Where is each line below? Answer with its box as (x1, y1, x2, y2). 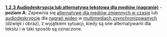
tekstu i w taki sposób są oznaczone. (5, 26, 82, 32)
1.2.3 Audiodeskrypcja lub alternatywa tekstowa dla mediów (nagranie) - (5, 5, 162, 10)
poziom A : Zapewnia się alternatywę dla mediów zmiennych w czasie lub (5, 10, 158, 16)
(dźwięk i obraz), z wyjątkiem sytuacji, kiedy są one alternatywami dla (5, 20, 151, 26)
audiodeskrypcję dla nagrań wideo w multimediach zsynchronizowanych (5, 15, 157, 21)
